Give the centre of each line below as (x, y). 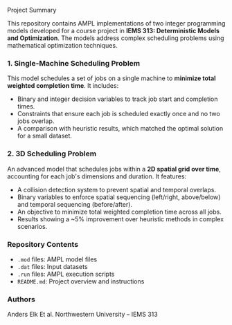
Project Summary (32, 10)
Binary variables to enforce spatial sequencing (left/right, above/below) (119, 197)
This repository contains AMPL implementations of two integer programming (116, 23)
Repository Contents (43, 244)
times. (26, 106)
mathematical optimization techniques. (62, 45)
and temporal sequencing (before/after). (75, 204)
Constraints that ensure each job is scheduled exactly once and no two (118, 114)
